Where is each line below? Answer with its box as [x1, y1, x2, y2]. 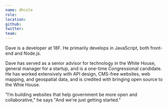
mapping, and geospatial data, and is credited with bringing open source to [5, 77, 163, 82]
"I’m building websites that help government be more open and [5, 92, 137, 97]
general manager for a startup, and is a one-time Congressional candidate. [5, 65, 162, 71]
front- [150, 45, 163, 51]
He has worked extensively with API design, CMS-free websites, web [5, 71, 151, 77]
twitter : [5, 26, 24, 31]
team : [5, 31, 17, 36]
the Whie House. [5, 82, 41, 88]
